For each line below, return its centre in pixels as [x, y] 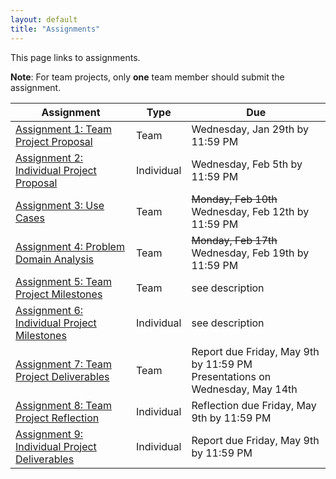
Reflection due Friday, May [254, 405]
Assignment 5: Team [63, 281]
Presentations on [231, 376]
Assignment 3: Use [60, 205]
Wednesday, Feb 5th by [247, 164]
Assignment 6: [49, 310]
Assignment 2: [49, 158]
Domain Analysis [54, 259]
